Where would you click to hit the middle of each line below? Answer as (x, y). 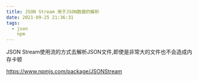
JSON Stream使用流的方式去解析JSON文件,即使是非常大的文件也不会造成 (97, 52)
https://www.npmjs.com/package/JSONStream (64, 71)
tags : (13, 23)
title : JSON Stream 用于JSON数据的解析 (53, 12)
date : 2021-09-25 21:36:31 (40, 17)
